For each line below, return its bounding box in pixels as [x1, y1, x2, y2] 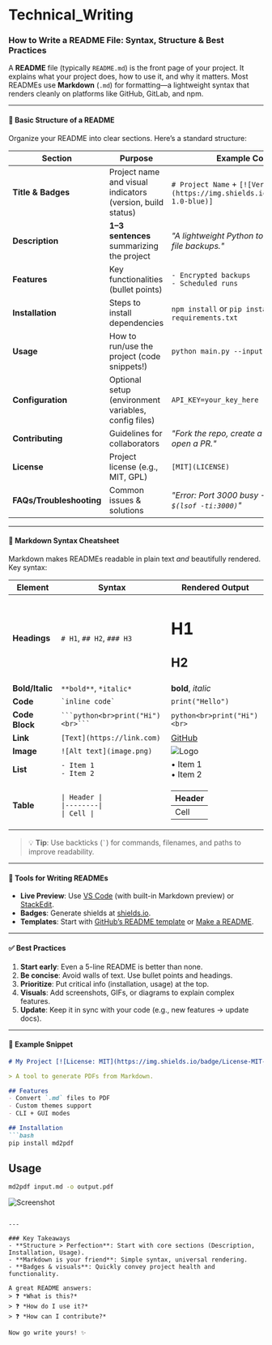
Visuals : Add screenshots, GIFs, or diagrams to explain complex [19, 987, 235, 997]
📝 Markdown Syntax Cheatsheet [8, 536, 120, 546]
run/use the [108, 341, 154, 352]
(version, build [108, 196, 164, 208]
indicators [108, 186, 147, 198]
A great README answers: [8, 1284, 92, 1292]
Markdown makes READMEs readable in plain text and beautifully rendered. [8, 554, 261, 563]
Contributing [12, 432, 63, 443]
